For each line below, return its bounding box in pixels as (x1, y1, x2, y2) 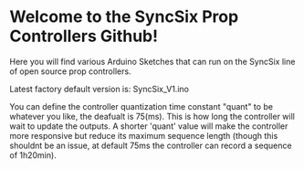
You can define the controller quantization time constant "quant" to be (9, 100, 274, 111)
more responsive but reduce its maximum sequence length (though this (9, 130, 278, 141)
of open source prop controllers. (9, 66, 131, 77)
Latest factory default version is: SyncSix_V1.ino (9, 83, 190, 94)
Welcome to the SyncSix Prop (9, 6, 239, 27)
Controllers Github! (9, 26, 158, 47)
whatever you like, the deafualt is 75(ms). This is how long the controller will (9, 111, 295, 121)
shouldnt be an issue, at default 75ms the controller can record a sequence (9, 140, 292, 151)
